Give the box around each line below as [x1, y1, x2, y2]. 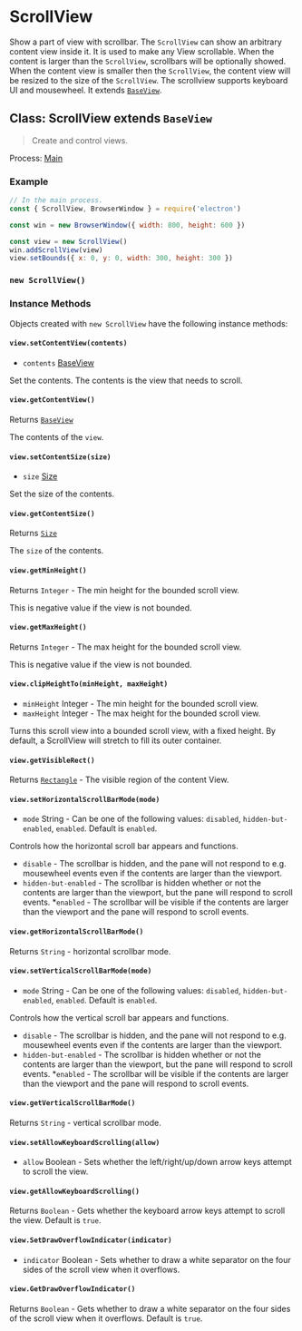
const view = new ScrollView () [9, 237, 128, 246]
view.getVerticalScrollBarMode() [9, 1099, 136, 1108]
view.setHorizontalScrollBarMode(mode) [9, 795, 161, 804]
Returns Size [9, 528, 57, 539]
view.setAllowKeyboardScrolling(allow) [9, 1138, 161, 1147]
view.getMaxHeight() [9, 623, 88, 632]
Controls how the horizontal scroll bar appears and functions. [9, 841, 239, 852]
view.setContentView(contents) [9, 338, 128, 348]
